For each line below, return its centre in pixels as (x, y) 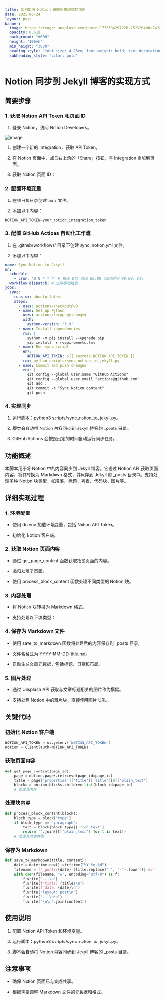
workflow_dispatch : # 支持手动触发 (44, 283)
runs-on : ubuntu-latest (38, 297)
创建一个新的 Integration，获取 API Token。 (56, 147)
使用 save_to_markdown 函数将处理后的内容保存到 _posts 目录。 (77, 643)
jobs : (11, 288)
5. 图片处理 (18, 678)
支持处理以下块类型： (34, 618)
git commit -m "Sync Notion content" (66, 388)
